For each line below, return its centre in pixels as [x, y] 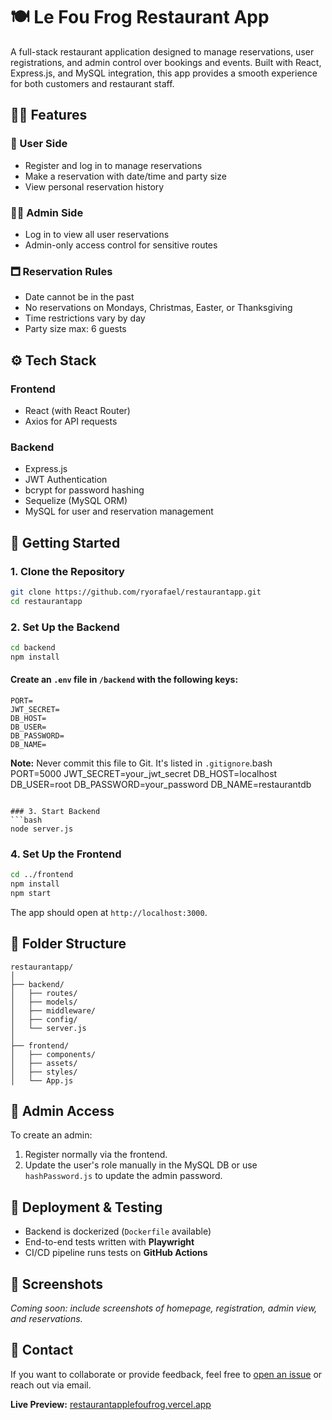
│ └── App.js [42, 1080]
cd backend [33, 647]
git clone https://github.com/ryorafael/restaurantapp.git [136, 592]
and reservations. [46, 1319]
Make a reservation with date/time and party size [125, 176]
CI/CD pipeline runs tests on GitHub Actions [116, 1253]
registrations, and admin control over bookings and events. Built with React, [166, 62]
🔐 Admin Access [62, 1111]
